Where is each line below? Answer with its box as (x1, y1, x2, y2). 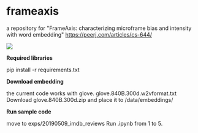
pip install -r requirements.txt (6, 66, 80, 73)
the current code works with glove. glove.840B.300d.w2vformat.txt (6, 90, 177, 97)
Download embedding (6, 77, 64, 85)
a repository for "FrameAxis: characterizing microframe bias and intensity (6, 24, 192, 32)
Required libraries (6, 54, 53, 62)
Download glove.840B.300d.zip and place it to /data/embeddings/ (6, 96, 173, 103)
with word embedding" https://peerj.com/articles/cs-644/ (6, 31, 152, 38)
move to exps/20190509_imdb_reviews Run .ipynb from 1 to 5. (6, 120, 163, 127)
